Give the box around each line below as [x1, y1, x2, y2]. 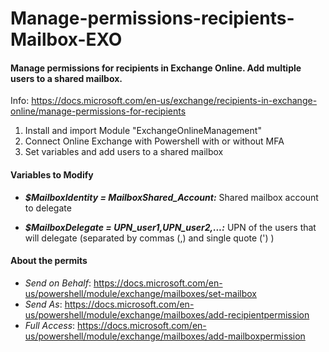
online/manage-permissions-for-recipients [10, 105, 187, 117]
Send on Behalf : [24, 277, 92, 289]
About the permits [10, 255, 88, 267]
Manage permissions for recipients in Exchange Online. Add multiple [10, 62, 302, 74]
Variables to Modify [10, 168, 94, 181]
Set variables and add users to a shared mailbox [24, 146, 224, 158]
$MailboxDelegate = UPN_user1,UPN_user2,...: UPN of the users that [24, 221, 317, 233]
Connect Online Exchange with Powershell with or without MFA [24, 135, 285, 147]
